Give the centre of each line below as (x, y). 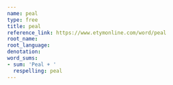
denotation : (24, 52)
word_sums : (23, 58)
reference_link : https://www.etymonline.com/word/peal (87, 33)
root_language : (29, 45)
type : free (23, 20)
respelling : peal (38, 71)
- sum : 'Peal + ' (32, 64)
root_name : (23, 39)
